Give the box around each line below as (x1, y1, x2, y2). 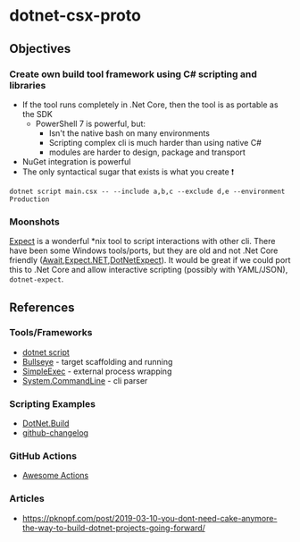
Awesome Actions (21, 470, 89, 481)
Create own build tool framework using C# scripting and (9, 68, 257, 80)
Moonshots (9, 216, 60, 228)
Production (9, 194, 50, 204)
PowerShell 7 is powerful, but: (35, 118, 146, 129)
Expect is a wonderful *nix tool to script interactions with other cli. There (9, 236, 276, 247)
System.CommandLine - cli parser (21, 375, 148, 385)
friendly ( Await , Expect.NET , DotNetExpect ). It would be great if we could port (9, 255, 291, 266)
